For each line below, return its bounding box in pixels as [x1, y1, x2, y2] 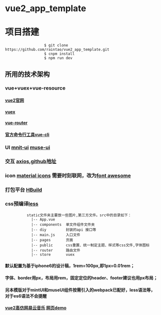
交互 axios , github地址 [5, 158, 57, 165]
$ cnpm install [44, 51, 75, 56]
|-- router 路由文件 [31, 248, 81, 252]
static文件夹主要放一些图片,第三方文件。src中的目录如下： [26, 213, 132, 218]
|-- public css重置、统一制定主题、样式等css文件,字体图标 [31, 243, 150, 248]
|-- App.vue [31, 217, 55, 222]
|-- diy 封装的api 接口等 [31, 227, 97, 232]
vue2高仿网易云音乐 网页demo [5, 305, 67, 311]
